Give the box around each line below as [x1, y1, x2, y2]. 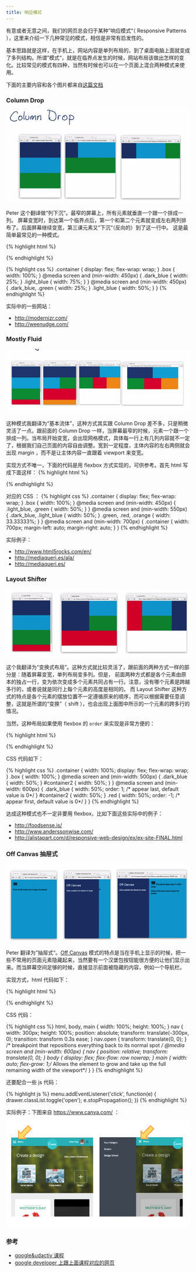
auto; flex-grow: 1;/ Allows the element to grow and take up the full [6, 1060, 166, 1067]
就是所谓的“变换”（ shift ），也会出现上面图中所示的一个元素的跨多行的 [21, 700, 190, 707]
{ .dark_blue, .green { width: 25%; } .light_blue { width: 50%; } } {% [6, 284, 167, 291]
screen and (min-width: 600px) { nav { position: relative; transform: [6, 1048, 168, 1055]
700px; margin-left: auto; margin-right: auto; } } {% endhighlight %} [6, 524, 168, 531]
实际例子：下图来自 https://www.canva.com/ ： [6, 1109, 120, 1116]
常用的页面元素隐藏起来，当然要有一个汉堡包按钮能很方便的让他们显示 [16, 956, 185, 963]
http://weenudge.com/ [14, 320, 69, 327]
